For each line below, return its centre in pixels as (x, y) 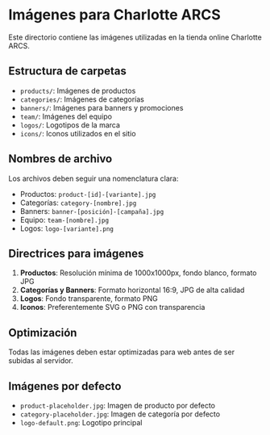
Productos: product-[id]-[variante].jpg (88, 194)
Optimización (43, 333)
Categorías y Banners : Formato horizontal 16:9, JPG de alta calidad (132, 290)
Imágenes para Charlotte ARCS (115, 15)
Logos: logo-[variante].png (67, 228)
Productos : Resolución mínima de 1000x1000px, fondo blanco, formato (138, 273)
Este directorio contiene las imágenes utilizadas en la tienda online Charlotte (135, 37)
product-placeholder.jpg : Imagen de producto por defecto (118, 406)
